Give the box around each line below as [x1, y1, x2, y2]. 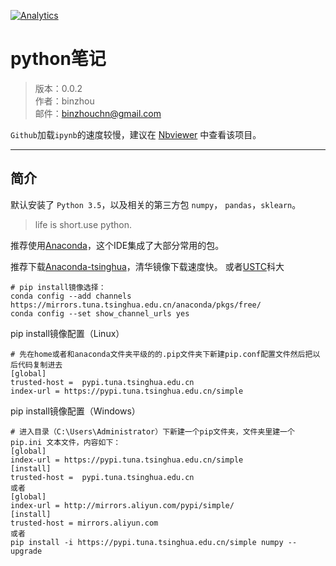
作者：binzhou [34, 95, 95, 107]
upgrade [10, 546, 43, 556]
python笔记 [10, 48, 107, 70]
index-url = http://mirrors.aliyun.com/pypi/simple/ [10, 500, 235, 510]
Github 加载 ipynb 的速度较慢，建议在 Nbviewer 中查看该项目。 [10, 128, 262, 140]
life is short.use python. [34, 218, 133, 230]
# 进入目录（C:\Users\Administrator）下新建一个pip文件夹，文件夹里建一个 [10, 426, 295, 437]
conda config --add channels [10, 291, 132, 301]
